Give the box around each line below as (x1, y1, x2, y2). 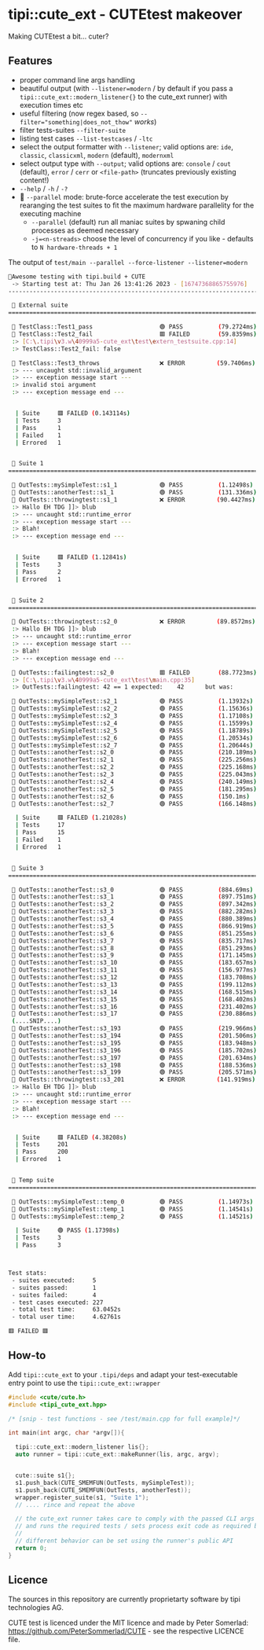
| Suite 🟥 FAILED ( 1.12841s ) (15, 553, 127, 561)
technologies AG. (8, 1602, 64, 1612)
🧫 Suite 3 (11, 864, 44, 872)
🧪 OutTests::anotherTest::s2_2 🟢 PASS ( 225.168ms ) (11, 763, 257, 771)
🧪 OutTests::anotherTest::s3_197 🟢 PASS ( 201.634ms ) (11, 1053, 257, 1062)
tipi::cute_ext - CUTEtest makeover (8, 6, 243, 24)
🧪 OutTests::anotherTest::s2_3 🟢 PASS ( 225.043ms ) (11, 770, 257, 778)
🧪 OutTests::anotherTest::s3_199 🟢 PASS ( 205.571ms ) (11, 1068, 257, 1076)
